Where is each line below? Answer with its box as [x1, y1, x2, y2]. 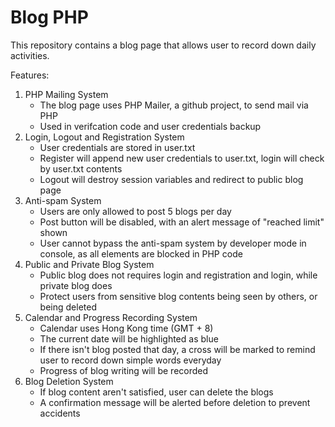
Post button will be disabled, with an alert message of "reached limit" [39, 216, 325, 228]
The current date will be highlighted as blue [39, 332, 219, 345]
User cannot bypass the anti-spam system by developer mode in [39, 237, 307, 249]
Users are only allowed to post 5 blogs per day [39, 205, 232, 217]
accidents [39, 407, 81, 419]
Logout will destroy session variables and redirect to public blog [39, 173, 304, 185]
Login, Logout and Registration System [24, 131, 185, 143]
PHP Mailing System [24, 88, 109, 100]
